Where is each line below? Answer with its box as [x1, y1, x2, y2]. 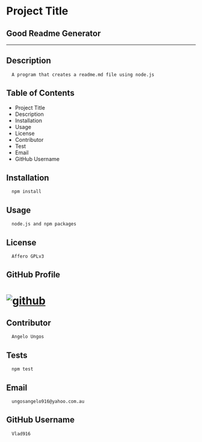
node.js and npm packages [11, 221, 77, 227]
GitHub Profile [6, 270, 61, 280]
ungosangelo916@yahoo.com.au [11, 399, 85, 405]
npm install [11, 189, 42, 195]
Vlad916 [11, 431, 31, 437]
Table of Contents [6, 88, 75, 98]
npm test [11, 366, 34, 372]
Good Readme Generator [6, 28, 101, 39]
